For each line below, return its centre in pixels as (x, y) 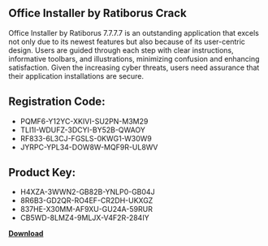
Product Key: (42, 173)
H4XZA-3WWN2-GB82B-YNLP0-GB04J (88, 192)
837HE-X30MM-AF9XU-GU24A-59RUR (86, 209)
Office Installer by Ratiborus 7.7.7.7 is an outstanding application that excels (134, 32)
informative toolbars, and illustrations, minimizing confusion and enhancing (134, 58)
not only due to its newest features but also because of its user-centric (127, 41)
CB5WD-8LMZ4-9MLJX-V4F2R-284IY (84, 218)
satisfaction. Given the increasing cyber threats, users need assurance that (134, 67)
